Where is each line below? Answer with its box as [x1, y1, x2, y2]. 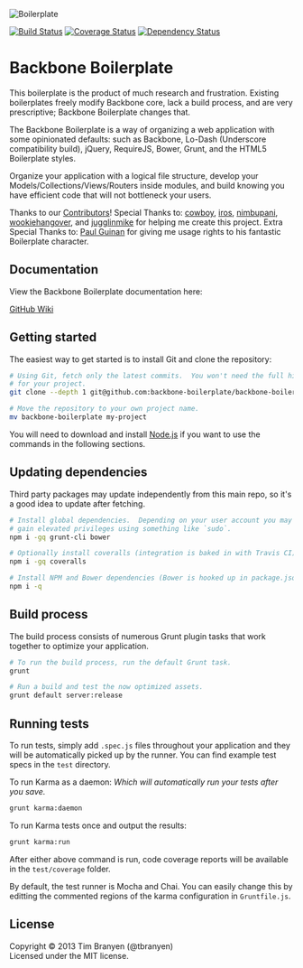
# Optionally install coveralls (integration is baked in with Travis [9, 549, 280, 558]
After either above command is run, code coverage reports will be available [9, 853, 289, 864]
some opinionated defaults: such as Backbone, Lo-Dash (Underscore [9, 134, 267, 144]
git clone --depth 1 [9, 388, 87, 397]
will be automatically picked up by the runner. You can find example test [9, 749, 277, 760]
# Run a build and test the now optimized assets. [9, 683, 204, 692]
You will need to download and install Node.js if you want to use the [9, 429, 261, 440]
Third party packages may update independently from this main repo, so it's [9, 489, 292, 499]
